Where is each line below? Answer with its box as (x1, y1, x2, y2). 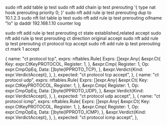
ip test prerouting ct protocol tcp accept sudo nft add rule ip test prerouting (5, 41, 160, 47)
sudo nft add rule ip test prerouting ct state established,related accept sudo (5, 30, 161, 36)
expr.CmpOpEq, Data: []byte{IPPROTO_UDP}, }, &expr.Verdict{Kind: (5, 88, 144, 93)
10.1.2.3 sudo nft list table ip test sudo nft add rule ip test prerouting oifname (5, 15, 162, 21)
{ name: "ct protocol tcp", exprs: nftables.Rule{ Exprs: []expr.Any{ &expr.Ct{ (5, 56, 161, 62)
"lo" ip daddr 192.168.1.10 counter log (5, 20, 81, 26)
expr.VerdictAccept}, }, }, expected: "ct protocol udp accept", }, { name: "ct (5, 93, 160, 99)
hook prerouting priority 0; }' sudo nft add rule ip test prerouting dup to (5, 10, 152, 16)
